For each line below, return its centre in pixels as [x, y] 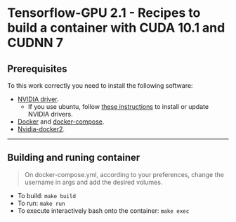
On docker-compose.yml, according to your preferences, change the [124, 174]
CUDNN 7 [35, 43]
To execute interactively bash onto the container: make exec [103, 210]
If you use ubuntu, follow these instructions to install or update [118, 106]
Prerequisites [37, 68]
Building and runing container [74, 158]
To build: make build [46, 195]
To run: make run [41, 203]
